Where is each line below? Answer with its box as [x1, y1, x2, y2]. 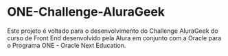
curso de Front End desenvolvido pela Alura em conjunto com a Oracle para [7, 33, 222, 42]
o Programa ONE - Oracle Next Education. [7, 41, 126, 49]
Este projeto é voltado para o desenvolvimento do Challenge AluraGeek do [7, 27, 218, 35]
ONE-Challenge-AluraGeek [7, 4, 166, 20]
